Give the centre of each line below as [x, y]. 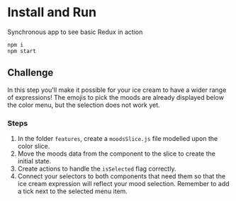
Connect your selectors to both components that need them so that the [121, 176]
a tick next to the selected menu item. [72, 191]
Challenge [30, 73]
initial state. [34, 161]
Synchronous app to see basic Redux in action [75, 32]
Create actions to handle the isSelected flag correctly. [97, 169]
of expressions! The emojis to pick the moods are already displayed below [116, 97]
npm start [22, 51]
